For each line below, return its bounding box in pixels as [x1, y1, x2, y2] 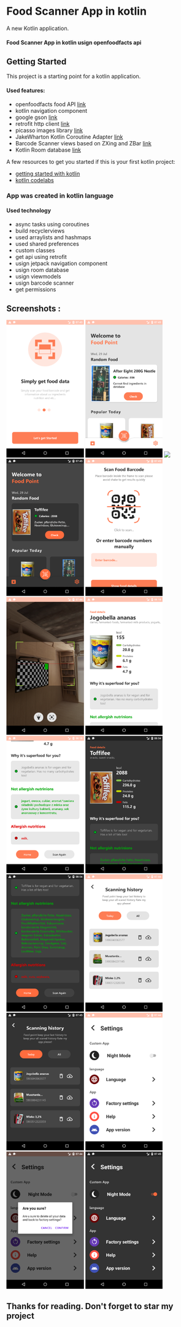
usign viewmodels [15, 272, 61, 280]
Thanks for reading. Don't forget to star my [6, 1301, 174, 1311]
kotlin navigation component [15, 107, 88, 114]
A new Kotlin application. [6, 25, 69, 32]
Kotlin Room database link [15, 146, 82, 153]
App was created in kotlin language [6, 191, 114, 200]
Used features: [6, 87, 45, 94]
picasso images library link [15, 126, 83, 134]
